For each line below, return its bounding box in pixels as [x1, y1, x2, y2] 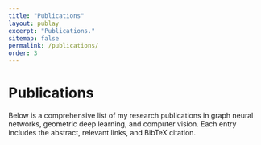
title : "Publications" [8, 11, 85, 20]
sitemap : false [8, 34, 60, 43]
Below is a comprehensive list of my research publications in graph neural [8, 110, 254, 120]
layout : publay [8, 19, 60, 27]
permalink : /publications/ [8, 42, 99, 50]
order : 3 [8, 49, 38, 57]
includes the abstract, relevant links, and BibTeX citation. [8, 127, 196, 137]
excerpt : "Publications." [8, 27, 95, 35]
